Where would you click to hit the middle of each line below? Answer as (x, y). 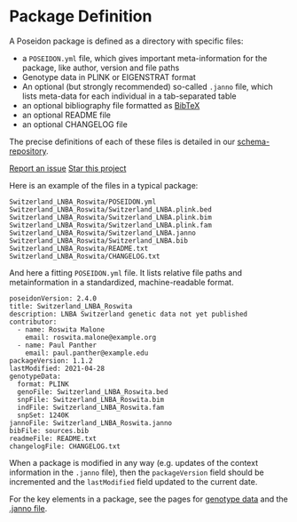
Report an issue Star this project (68, 168)
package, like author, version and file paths (101, 68)
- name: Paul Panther (57, 345)
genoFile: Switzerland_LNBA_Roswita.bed (93, 392)
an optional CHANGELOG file (75, 124)
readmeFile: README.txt (53, 438)
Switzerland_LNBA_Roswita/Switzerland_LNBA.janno (103, 233)
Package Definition (81, 16)
